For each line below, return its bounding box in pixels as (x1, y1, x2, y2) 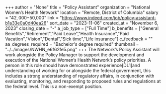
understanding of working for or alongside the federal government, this (5, 68, 151, 74)
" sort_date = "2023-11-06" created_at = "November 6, (46, 20, 159, 26)
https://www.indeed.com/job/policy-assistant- (62, 15, 157, 20)
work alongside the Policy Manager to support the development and (5, 52, 145, 58)
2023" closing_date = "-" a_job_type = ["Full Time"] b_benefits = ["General (5, 25, 159, 31)
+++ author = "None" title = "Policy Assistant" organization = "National (5, 4, 150, 10)
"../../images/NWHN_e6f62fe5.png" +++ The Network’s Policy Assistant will (5, 47, 160, 52)
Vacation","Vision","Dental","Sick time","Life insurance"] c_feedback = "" (5, 36, 153, 42)
